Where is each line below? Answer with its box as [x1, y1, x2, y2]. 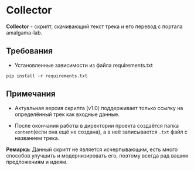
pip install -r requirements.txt [6, 73, 88, 79]
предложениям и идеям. [6, 158, 68, 165]
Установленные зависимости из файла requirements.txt [14, 61, 154, 69]
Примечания [6, 89, 56, 99]
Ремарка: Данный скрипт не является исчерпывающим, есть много [6, 146, 178, 153]
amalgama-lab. [6, 29, 43, 36]
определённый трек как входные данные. [14, 111, 120, 118]
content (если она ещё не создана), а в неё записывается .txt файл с [14, 128, 188, 135]
